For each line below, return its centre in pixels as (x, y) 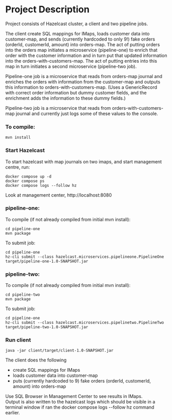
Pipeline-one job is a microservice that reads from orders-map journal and (84, 76)
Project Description (47, 9)
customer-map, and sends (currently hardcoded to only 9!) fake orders (80, 39)
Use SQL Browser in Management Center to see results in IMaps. (74, 396)
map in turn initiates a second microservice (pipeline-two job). (71, 66)
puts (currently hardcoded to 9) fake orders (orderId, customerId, (82, 381)
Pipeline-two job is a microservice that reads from (58, 108)
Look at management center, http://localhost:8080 (59, 195)
